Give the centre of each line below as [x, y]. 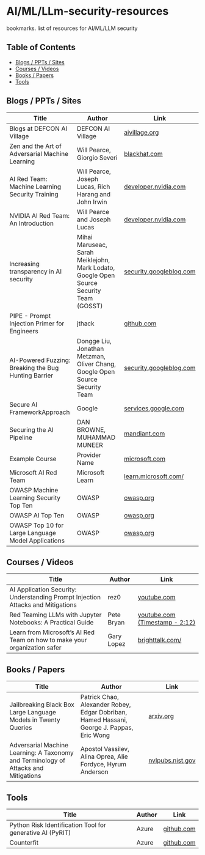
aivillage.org [142, 132]
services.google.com [154, 408]
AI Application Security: [43, 590]
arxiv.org [161, 716]
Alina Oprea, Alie [104, 757]
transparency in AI [36, 272]
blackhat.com [143, 154]
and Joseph [94, 220]
